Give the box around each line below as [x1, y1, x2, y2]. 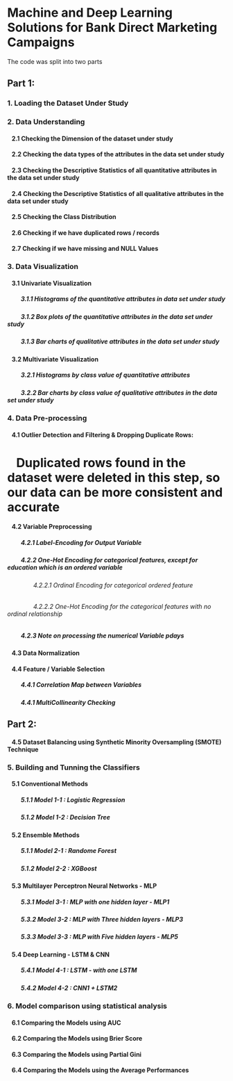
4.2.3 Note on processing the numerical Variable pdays [20, 631, 184, 640]
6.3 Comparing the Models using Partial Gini [11, 1050, 142, 1058]
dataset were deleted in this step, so [7, 469, 221, 485]
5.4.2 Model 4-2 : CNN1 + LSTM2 [20, 984, 118, 992]
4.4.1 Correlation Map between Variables [20, 681, 142, 689]
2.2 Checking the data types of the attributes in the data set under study [11, 150, 225, 159]
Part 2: [7, 718, 37, 731]
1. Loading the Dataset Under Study [7, 99, 129, 108]
